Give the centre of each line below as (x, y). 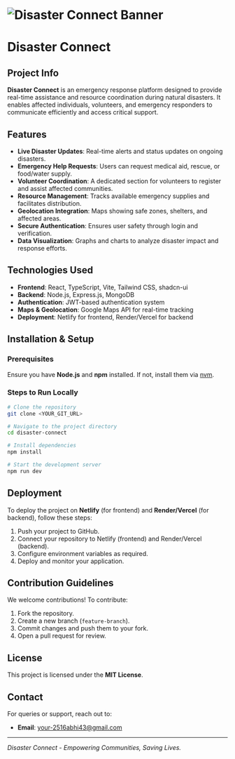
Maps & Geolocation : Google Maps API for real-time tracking (105, 310)
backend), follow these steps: (50, 517)
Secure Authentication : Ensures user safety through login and (107, 226)
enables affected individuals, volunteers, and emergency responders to (110, 105)
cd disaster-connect (37, 433)
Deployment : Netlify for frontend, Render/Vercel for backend (105, 317)
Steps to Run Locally (43, 392)
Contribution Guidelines (60, 583)
